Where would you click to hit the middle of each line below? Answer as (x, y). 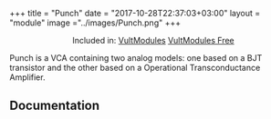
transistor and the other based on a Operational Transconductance (135, 68)
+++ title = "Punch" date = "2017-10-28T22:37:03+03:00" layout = (135, 13)
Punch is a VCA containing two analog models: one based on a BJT (136, 58)
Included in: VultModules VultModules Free (153, 40)
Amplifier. (27, 77)
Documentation (55, 106)
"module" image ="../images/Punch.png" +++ (95, 23)
